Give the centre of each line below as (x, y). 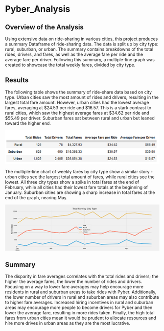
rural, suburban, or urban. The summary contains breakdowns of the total (79, 49)
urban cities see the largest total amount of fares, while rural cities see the (80, 177)
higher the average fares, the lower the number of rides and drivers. (74, 282)
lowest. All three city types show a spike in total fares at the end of (72, 182)
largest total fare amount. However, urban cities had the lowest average (77, 102)
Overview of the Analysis (45, 27)
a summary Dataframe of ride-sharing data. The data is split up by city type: (82, 44)
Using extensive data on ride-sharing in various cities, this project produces (82, 39)
